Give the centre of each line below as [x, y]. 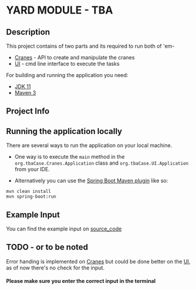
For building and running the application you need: [67, 75]
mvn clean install [29, 192]
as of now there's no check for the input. [55, 268]
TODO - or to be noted [47, 247]
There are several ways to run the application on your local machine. [89, 145]
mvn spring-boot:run [31, 197]
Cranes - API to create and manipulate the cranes [75, 57]
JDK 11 [23, 86]
